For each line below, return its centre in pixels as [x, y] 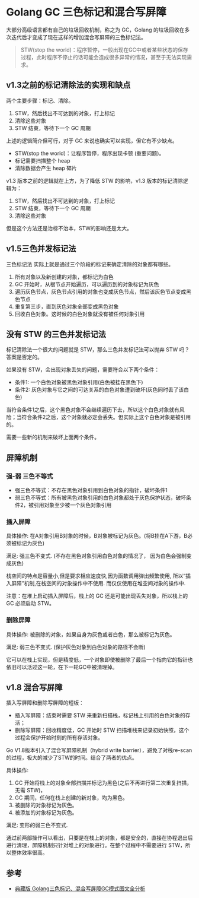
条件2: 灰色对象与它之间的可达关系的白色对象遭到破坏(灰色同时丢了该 [99, 390]
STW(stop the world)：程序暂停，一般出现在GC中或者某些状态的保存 [104, 50]
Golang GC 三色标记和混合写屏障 [86, 12]
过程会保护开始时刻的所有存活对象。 [59, 738]
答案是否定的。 [24, 357]
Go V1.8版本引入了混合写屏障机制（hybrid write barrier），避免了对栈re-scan [99, 750]
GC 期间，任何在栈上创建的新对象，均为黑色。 [71, 798]
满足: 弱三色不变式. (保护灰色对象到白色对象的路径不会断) [76, 647]
